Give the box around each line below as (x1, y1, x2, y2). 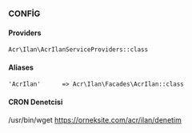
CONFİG (8, 8, 41, 19)
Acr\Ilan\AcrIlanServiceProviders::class (8, 46, 149, 54)
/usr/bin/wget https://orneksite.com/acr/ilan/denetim (8, 115, 182, 124)
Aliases (8, 62, 34, 72)
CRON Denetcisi (8, 97, 63, 107)
